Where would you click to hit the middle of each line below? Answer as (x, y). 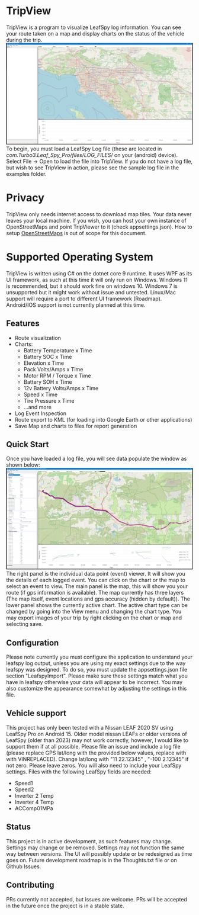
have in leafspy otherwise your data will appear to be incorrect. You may (94, 682)
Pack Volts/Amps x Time (53, 369)
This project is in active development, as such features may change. (89, 841)
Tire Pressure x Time (49, 400)
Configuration (33, 643)
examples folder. (26, 174)
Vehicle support (36, 713)
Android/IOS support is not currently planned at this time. (76, 305)
